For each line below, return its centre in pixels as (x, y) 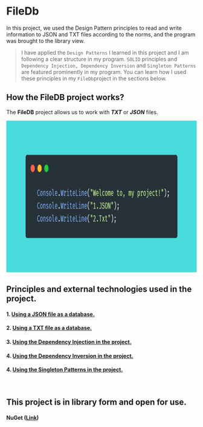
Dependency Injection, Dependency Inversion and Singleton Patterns (108, 66)
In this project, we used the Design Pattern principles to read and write (94, 28)
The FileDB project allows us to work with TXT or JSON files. (82, 112)
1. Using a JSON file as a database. (50, 314)
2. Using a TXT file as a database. (49, 328)
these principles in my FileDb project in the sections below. (94, 78)
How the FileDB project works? (66, 97)
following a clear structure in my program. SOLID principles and (99, 59)
